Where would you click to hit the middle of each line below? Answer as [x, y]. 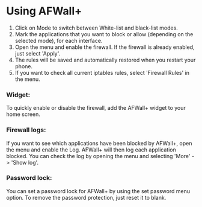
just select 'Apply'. [38, 53]
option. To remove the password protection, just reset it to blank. [86, 197]
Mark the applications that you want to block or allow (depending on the [104, 34]
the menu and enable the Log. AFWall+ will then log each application [91, 150]
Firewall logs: [26, 130]
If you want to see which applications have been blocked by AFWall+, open [99, 143]
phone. [24, 66]
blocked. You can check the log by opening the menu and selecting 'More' [98, 156]
